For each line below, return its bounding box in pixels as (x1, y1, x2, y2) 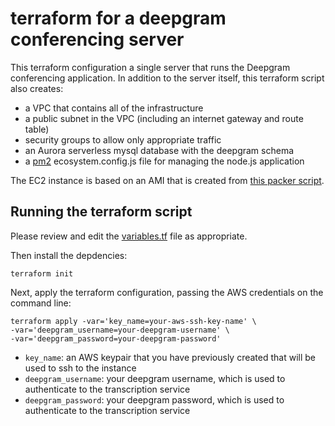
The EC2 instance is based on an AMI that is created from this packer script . (10, 174, 325, 186)
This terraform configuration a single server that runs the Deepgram (10, 61, 291, 73)
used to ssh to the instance (24, 362, 137, 374)
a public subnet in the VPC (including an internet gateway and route (24, 112, 304, 124)
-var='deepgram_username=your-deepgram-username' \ (10, 325, 230, 335)
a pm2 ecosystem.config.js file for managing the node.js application (24, 155, 305, 167)
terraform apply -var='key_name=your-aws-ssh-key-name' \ (10, 316, 257, 326)
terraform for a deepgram (10, 7, 227, 30)
